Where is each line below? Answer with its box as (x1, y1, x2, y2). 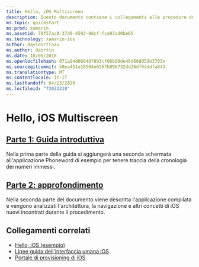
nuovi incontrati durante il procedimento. (6, 208, 105, 215)
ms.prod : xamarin (6, 25, 49, 31)
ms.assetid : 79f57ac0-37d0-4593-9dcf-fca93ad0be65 (6, 31, 134, 37)
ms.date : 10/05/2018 (6, 53, 57, 59)
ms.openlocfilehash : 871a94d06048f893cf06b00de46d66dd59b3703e (6, 58, 166, 64)
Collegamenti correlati (6, 226, 91, 236)
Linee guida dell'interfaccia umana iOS (14, 247, 110, 255)
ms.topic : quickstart (6, 20, 60, 25)
